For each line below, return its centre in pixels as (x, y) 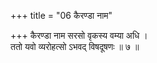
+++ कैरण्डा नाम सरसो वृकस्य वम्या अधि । (79, 35)
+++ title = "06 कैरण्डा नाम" (61, 15)
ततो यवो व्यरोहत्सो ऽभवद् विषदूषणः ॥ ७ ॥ (75, 46)
